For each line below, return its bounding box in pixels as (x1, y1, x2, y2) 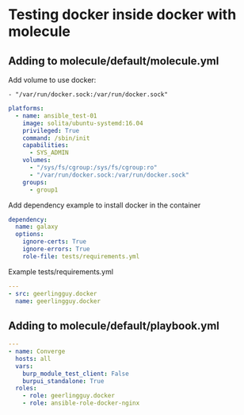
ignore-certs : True (22, 238, 87, 246)
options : (15, 231, 44, 239)
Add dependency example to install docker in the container (8, 200, 201, 210)
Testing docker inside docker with (8, 6, 237, 24)
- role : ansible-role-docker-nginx (22, 399, 140, 407)
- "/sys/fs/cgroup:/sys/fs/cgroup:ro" (29, 164, 158, 172)
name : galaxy (15, 223, 59, 231)
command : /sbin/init (22, 134, 90, 142)
